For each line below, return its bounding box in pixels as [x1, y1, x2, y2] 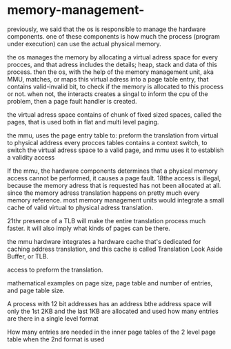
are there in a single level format [7, 314, 99, 323]
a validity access [7, 153, 55, 161]
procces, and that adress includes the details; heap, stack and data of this [7, 60, 217, 68]
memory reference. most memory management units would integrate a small [7, 196, 225, 204]
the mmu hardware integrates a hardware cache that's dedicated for [7, 237, 201, 245]
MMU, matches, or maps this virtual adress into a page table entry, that [7, 75, 209, 83]
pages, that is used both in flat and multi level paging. [7, 117, 159, 126]
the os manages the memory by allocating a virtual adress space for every [7, 53, 219, 61]
